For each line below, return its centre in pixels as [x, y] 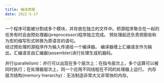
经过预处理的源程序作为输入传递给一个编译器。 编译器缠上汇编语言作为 [76, 47]
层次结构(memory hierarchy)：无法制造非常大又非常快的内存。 [68, 75]
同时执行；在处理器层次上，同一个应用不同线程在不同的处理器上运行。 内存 [81, 69]
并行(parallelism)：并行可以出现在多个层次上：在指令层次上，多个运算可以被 [82, 63]
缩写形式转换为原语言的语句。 [48, 41]
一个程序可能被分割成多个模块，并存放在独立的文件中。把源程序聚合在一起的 [82, 28]
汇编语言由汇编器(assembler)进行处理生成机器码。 [64, 53]
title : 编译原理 [20, 9]
